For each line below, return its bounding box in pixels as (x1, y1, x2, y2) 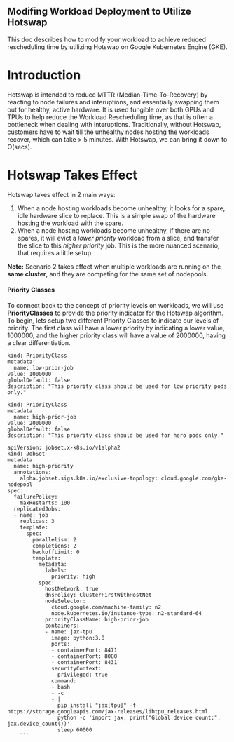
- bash (51, 683, 71, 690)
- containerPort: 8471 (51, 647, 118, 654)
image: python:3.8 (51, 634, 105, 641)
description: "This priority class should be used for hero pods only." (7, 431, 224, 439)
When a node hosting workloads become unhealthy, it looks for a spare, (17, 203, 226, 213)
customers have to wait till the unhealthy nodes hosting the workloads (7, 128, 209, 136)
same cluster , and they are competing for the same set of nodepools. (7, 269, 209, 278)
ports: (51, 640, 71, 647)
